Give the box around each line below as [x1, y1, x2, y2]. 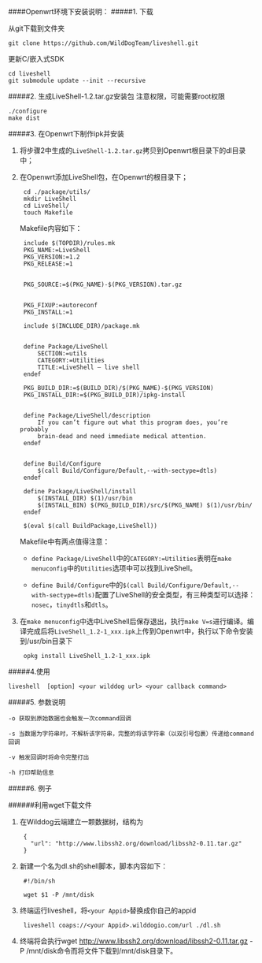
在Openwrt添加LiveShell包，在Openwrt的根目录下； [19, 173, 189, 181]
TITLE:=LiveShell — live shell [37, 363, 140, 371]
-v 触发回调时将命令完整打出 [8, 753, 90, 761]
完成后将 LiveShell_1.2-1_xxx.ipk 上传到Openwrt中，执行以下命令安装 [26, 627, 253, 636]
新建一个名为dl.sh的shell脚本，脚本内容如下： [19, 861, 168, 871]
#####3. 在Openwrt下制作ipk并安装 [8, 129, 124, 138]
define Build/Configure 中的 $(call [31, 580, 145, 589]
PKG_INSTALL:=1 [23, 308, 73, 316]
